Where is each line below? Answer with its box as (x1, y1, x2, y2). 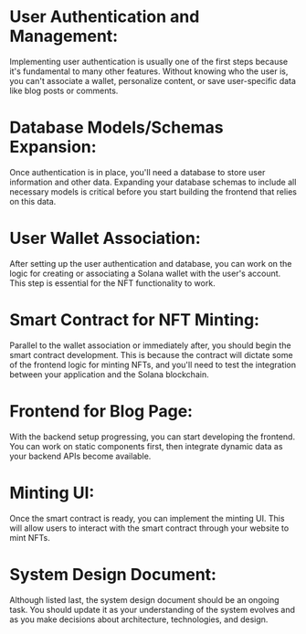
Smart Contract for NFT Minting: (9, 310, 260, 330)
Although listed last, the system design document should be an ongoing (9, 594, 280, 605)
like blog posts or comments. (9, 85, 119, 96)
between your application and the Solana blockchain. (9, 368, 209, 380)
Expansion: (9, 137, 98, 157)
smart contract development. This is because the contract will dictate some (9, 349, 294, 360)
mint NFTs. (9, 532, 50, 543)
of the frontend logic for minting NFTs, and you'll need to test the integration (9, 359, 297, 370)
